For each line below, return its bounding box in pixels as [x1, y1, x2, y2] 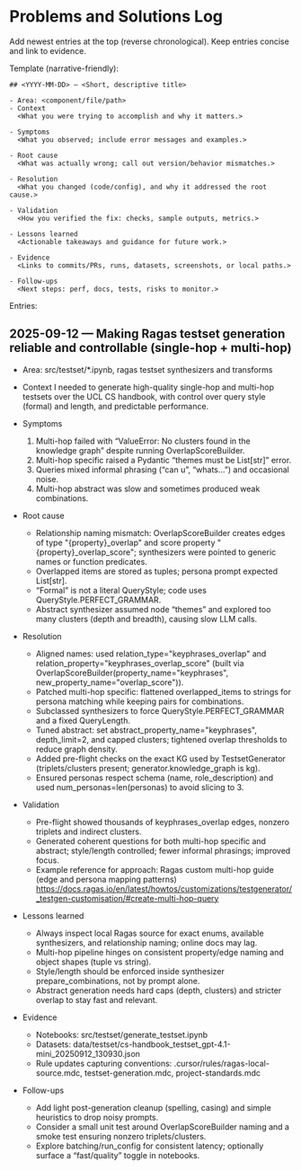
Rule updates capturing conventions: [35, 1058, 173, 1069]
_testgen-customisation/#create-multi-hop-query [35, 893, 219, 903]
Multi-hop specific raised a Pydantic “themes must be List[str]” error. [35, 454, 292, 465]
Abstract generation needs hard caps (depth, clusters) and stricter [35, 985, 282, 996]
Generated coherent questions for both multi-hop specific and [35, 835, 267, 846]
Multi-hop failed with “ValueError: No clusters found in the [35, 435, 251, 446]
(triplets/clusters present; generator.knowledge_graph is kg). [35, 762, 261, 773]
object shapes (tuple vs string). [35, 956, 152, 967]
